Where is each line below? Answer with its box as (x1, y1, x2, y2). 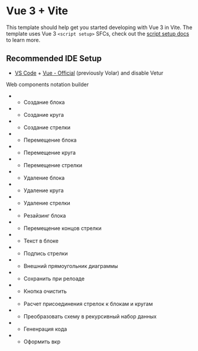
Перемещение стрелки (23, 161, 83, 168)
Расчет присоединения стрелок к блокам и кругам (23, 300, 153, 307)
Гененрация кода (23, 325, 67, 333)
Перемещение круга (23, 149, 76, 156)
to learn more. (6, 36, 40, 43)
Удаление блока (23, 174, 65, 181)
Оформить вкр (23, 338, 61, 345)
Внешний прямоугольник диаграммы (23, 262, 118, 269)
